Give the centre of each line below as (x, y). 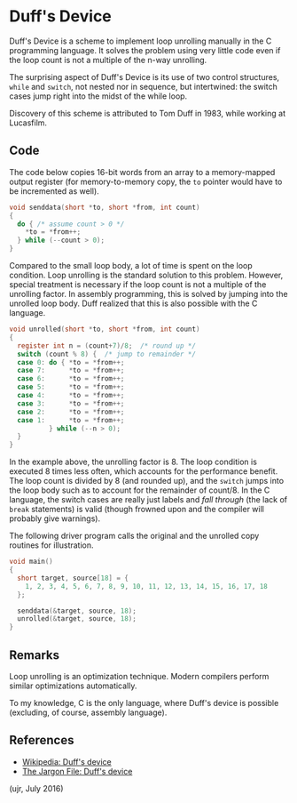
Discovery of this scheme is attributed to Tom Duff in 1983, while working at (148, 113)
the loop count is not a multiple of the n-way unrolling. (108, 60)
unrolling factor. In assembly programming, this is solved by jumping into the (148, 294)
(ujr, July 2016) (36, 788)
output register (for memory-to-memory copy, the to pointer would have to (146, 181)
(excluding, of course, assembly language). (88, 712)
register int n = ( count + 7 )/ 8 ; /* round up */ (107, 345)
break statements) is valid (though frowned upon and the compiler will (137, 510)
